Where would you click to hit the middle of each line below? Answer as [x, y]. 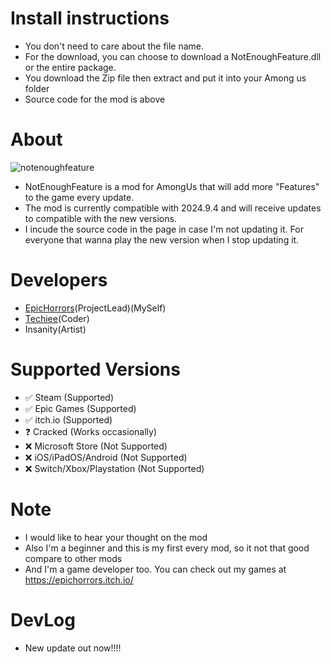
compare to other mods [73, 558]
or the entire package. [70, 67]
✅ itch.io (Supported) [68, 419]
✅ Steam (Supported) [69, 397]
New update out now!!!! [73, 648]
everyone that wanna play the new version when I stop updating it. [162, 239]
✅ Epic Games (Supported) [80, 408]
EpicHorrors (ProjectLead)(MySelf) [95, 308]
